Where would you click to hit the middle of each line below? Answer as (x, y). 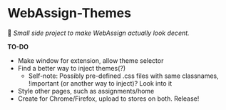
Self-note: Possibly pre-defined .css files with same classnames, (123, 76)
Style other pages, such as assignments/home (86, 91)
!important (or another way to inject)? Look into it (100, 83)
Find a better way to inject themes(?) (72, 68)
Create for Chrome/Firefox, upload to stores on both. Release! (108, 99)
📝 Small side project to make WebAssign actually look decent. (99, 33)
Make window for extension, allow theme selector (91, 60)
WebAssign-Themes (70, 13)
